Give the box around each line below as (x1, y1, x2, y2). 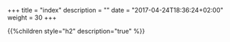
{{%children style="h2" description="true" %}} (7, 27, 146, 35)
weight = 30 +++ (7, 13, 57, 22)
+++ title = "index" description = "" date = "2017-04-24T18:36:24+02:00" (7, 6, 224, 14)
